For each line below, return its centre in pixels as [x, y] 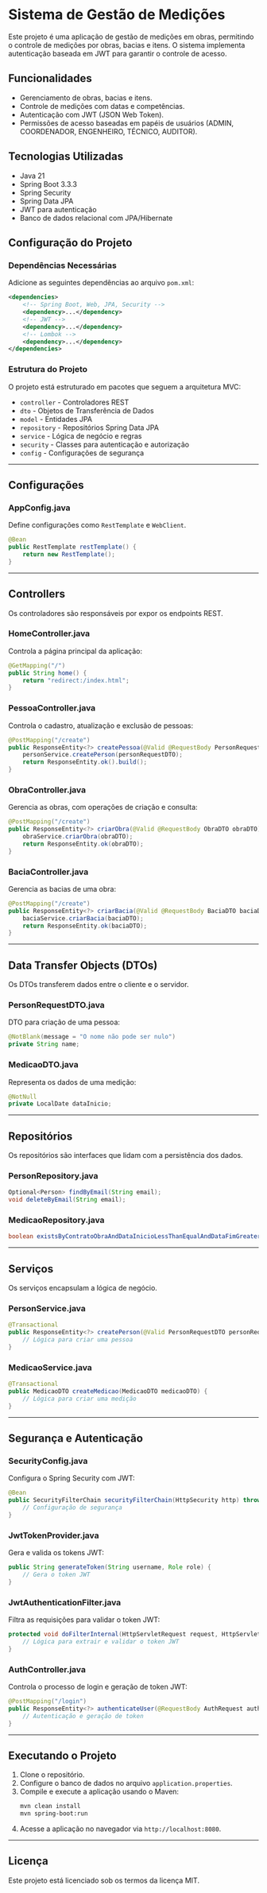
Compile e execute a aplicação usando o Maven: [99, 1792]
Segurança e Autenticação [75, 1439]
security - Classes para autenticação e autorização [104, 444]
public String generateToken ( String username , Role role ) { [110, 1567]
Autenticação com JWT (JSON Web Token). [92, 114]
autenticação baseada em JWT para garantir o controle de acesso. [118, 53]
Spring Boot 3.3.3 [48, 184]
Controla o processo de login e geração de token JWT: [98, 1687]
